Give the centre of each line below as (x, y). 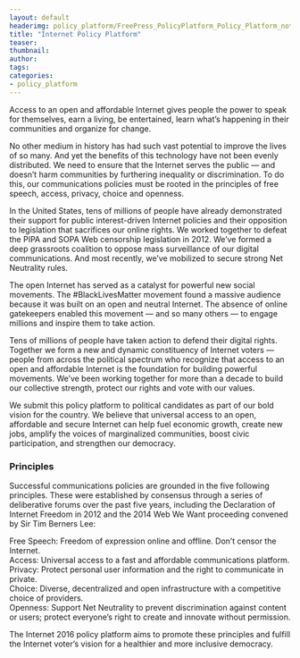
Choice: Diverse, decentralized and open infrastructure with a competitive (145, 588)
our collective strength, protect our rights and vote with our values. (132, 388)
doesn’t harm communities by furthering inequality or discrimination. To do (147, 174)
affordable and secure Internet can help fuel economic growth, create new (146, 424)
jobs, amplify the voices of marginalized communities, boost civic (129, 434)
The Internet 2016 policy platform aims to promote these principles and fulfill (150, 634)
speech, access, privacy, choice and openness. (97, 193)
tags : (19, 68)
